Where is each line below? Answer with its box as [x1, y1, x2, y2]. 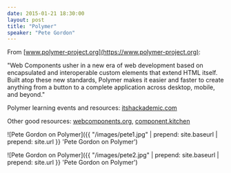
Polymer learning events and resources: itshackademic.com [7, 104, 177, 112]
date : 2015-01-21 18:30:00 [7, 10, 85, 17]
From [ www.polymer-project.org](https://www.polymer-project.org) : [7, 48, 201, 56]
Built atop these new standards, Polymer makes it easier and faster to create [7, 76, 224, 84]
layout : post [7, 16, 45, 23]
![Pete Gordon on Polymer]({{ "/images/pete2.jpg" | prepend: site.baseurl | [7, 151, 219, 159]
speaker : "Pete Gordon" [7, 29, 76, 36]
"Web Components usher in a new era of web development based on [7, 61, 203, 69]
